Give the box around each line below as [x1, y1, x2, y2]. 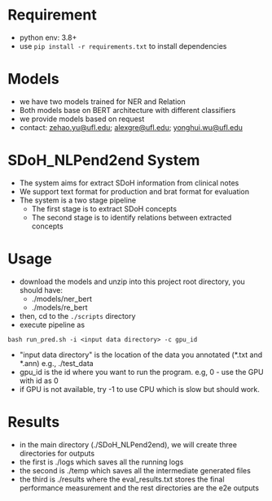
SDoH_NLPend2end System [7, 151, 200, 170]
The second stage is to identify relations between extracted [31, 212, 232, 222]
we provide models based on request [19, 114, 145, 124]
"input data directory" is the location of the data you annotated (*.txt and [19, 350, 263, 359]
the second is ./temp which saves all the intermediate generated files [19, 465, 252, 475]
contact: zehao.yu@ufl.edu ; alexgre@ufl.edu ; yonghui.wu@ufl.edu [19, 122, 243, 132]
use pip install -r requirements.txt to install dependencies [19, 41, 227, 50]
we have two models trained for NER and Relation [19, 96, 186, 107]
